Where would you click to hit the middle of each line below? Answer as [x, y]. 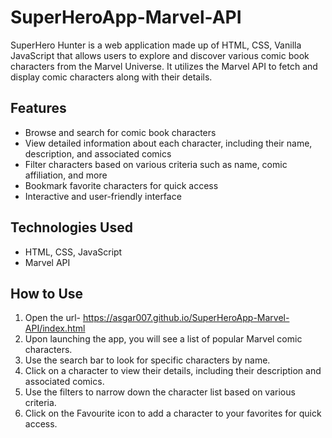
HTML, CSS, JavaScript [73, 252]
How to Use [47, 293]
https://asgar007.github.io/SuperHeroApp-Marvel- [186, 318]
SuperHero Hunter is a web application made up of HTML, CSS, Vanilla [156, 45]
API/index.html [55, 328]
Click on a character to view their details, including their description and [173, 371]
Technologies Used [71, 227]
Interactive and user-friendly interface [103, 196]
